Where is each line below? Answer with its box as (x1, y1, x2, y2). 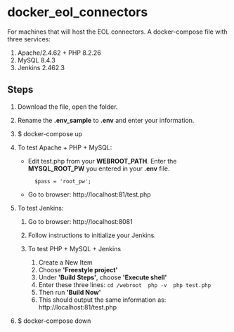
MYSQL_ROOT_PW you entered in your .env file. (27, 164, 170, 173)
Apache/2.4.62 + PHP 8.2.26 (17, 48, 102, 57)
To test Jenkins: (17, 204, 64, 212)
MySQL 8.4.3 (17, 55, 56, 64)
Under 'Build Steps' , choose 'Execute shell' (38, 273, 167, 281)
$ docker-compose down (17, 317, 91, 325)
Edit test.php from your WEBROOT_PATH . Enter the (27, 157, 177, 165)
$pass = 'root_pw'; (34, 178, 91, 185)
